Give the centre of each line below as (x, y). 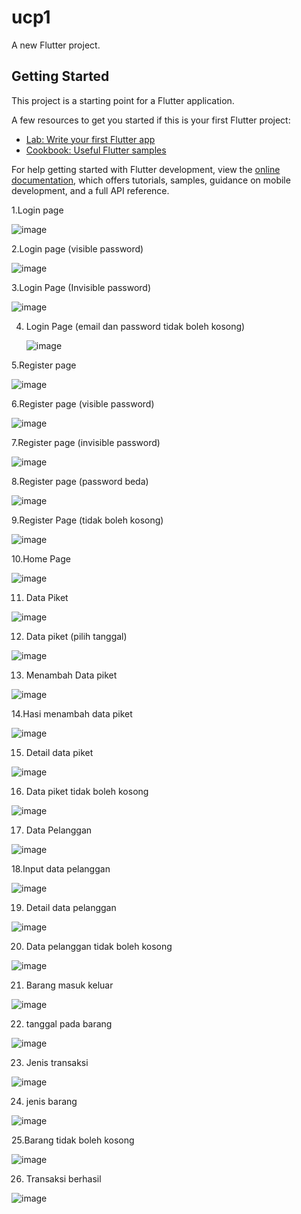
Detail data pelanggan (71, 907)
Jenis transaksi (57, 1062)
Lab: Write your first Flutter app (90, 139)
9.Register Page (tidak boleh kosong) (87, 520)
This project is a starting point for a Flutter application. (123, 100)
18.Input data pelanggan (61, 868)
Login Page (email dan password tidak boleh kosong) (135, 326)
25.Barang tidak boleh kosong (73, 1140)
